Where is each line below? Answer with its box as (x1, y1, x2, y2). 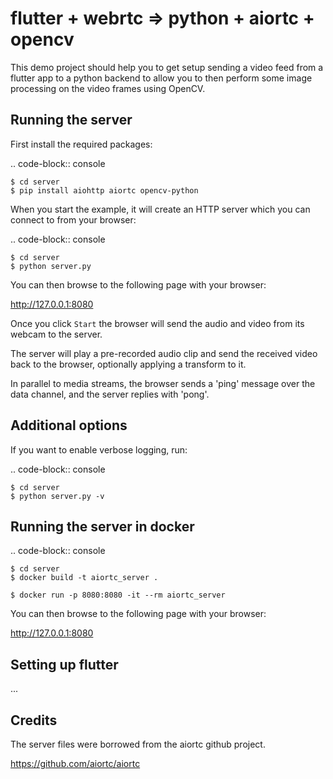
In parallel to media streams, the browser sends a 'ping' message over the (10, 377, 316, 389)
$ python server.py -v (10, 491, 105, 501)
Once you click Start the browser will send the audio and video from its (10, 317, 305, 329)
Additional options (10, 417, 128, 434)
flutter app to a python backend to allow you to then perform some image (10, 72, 313, 84)
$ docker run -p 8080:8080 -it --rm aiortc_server (10, 590, 226, 601)
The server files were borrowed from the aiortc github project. (10, 738, 266, 750)
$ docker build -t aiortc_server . (10, 573, 159, 583)
